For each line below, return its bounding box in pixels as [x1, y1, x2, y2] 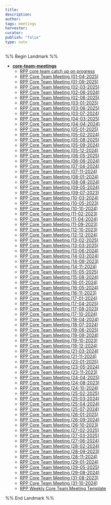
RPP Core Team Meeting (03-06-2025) [19, 105, 100, 111]
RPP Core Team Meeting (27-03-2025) [19, 432, 99, 438]
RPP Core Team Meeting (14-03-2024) [19, 253, 99, 259]
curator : [5, 30, 23, 35]
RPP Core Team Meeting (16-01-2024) [19, 279, 98, 285]
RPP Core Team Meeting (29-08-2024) [19, 469, 100, 475]
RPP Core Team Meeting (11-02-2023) [19, 211, 98, 217]
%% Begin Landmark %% [5, 53, 58, 59]
